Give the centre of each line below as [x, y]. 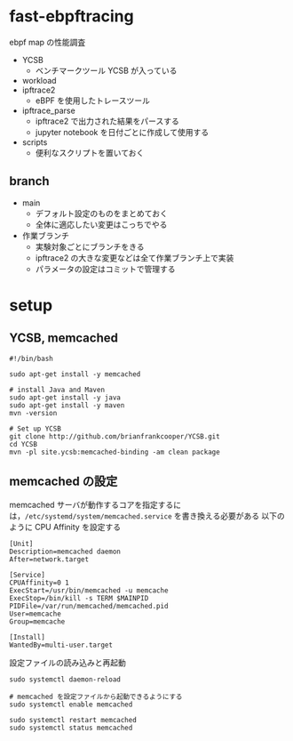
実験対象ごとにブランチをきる [90, 246]
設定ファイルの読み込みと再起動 [67, 662]
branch [30, 181]
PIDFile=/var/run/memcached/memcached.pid [89, 606]
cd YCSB [24, 444]
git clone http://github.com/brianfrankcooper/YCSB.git [115, 436]
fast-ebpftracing [72, 16]
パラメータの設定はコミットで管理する [105, 269]
